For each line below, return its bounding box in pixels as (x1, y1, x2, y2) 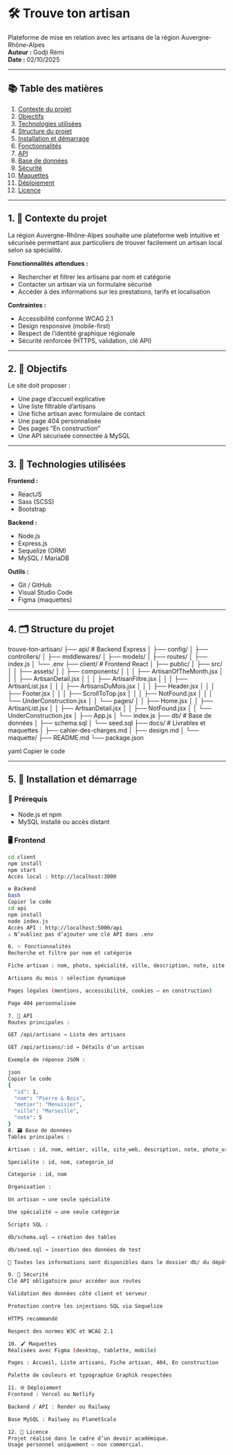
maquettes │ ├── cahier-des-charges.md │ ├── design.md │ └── (8, 726, 199, 734)
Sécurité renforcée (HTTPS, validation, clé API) (17, 336, 152, 344)
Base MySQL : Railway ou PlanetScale (8, 1415, 117, 1423)
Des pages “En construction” (17, 424, 101, 432)
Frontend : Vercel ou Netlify (8, 1391, 95, 1398)
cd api (8, 905, 27, 912)
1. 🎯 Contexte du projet (8, 212, 107, 224)
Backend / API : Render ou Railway (8, 1403, 111, 1410)
